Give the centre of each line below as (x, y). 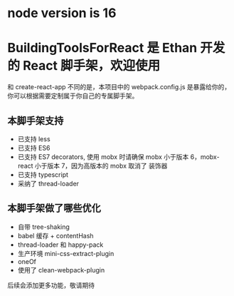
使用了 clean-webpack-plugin (61, 270)
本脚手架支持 (36, 120)
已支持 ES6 (34, 148)
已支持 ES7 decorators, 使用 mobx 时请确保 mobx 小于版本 (103, 157)
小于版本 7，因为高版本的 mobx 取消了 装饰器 (101, 165)
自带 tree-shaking (43, 227)
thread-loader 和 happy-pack (60, 245)
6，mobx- (205, 157)
